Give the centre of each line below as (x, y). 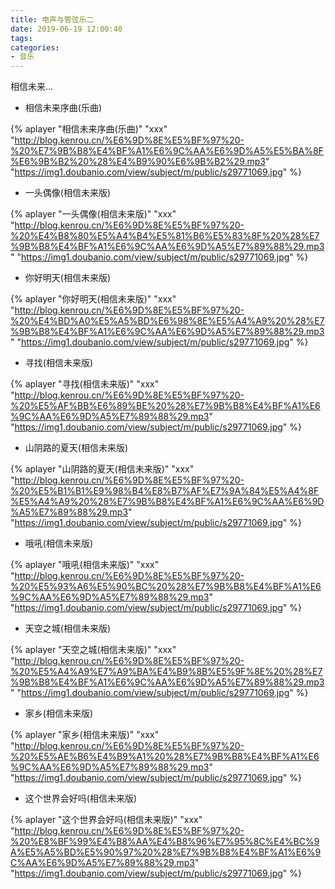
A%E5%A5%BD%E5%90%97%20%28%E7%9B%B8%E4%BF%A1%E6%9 (166, 852)
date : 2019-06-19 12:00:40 (66, 29)
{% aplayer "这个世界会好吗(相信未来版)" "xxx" (106, 820)
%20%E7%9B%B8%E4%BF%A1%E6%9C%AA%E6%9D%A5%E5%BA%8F (167, 151)
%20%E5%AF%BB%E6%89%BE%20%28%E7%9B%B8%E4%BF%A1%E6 (165, 406)
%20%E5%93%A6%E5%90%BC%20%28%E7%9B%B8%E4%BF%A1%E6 (166, 587)
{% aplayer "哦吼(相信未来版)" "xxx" (85, 565)
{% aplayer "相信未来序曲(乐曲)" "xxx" (89, 129)
